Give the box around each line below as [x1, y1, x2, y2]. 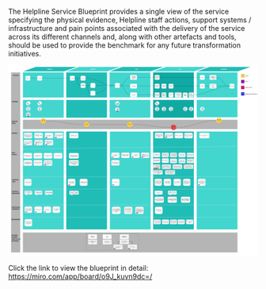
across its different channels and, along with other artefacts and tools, [8, 32, 237, 41]
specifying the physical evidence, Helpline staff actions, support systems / [8, 15, 252, 25]
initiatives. [8, 49, 42, 58]
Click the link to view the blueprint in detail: [8, 263, 149, 272]
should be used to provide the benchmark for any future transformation [8, 40, 241, 50]
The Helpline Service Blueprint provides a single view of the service [8, 7, 230, 16]
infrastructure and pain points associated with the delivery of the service [8, 24, 245, 33]
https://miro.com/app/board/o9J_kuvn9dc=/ [8, 272, 153, 281]
